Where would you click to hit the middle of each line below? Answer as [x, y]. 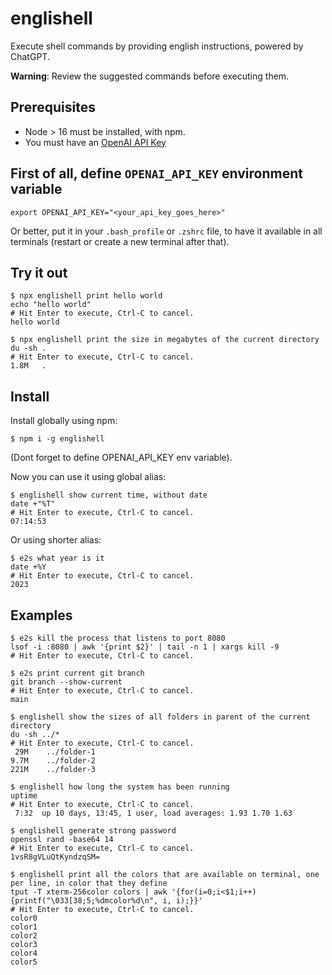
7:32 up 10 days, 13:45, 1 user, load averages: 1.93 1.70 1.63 [153, 813]
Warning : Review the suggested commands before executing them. [150, 76]
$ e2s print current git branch [77, 673]
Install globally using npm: [64, 421]
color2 [24, 936]
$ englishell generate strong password [93, 831]
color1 [24, 927]
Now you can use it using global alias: [88, 477]
